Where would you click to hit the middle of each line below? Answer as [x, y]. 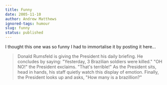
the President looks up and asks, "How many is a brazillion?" [80, 77]
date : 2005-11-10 [23, 14]
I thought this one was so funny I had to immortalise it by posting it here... [81, 47]
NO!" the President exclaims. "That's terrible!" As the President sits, [87, 67]
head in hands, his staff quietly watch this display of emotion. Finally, [88, 72]
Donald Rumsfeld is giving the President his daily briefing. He [80, 56]
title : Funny [19, 10]
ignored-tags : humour [28, 23]
